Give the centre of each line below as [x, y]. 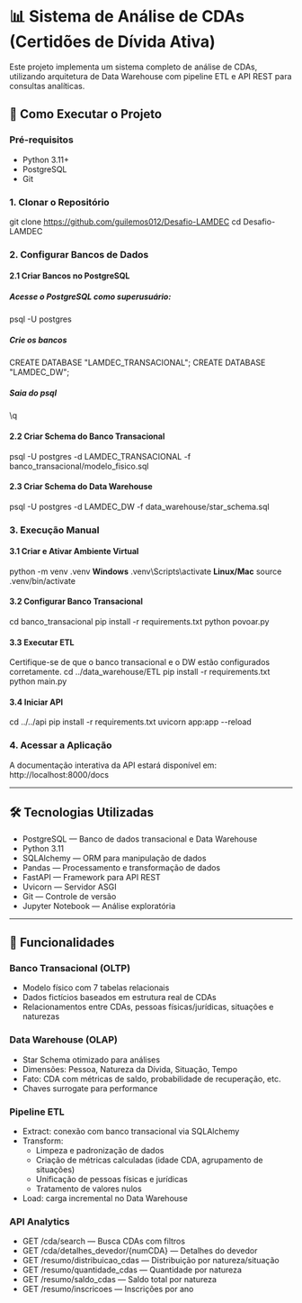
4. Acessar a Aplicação [61, 745]
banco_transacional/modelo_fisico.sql [79, 466]
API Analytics [40, 1221]
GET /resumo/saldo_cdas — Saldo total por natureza [120, 1280]
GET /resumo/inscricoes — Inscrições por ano [108, 1289]
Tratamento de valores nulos [89, 1189]
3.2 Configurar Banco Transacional [76, 601]
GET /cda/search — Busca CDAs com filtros [104, 1241]
